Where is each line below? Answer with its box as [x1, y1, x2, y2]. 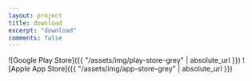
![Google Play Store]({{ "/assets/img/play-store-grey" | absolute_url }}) [8, 56, 242, 65]
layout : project [8, 11, 62, 20]
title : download [8, 19, 62, 27]
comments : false [8, 33, 62, 42]
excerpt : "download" [8, 26, 78, 34]
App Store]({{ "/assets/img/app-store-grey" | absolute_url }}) [31, 64, 234, 74]
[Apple [8, 64, 30, 74]
